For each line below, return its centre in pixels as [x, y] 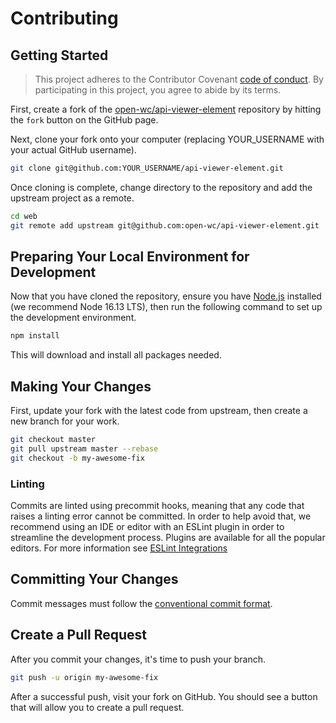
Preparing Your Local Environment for [130, 257]
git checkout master [53, 440]
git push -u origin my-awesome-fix [84, 677]
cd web [24, 216]
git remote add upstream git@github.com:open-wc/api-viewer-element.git [165, 225]
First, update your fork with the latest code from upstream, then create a [159, 411]
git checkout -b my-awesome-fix [77, 458]
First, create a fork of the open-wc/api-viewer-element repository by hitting [166, 109]
